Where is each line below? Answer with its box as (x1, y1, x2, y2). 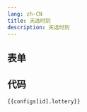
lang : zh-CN (7, 10, 42, 18)
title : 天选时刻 (7, 17, 51, 24)
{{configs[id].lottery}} (7, 98, 81, 105)
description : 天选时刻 (7, 24, 70, 31)
